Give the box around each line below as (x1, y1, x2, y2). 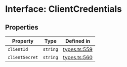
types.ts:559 (63, 46, 93, 53)
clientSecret (7, 55, 39, 60)
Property (12, 38, 34, 44)
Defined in (65, 38, 90, 44)
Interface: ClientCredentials (5, 3, 122, 15)
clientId (7, 47, 28, 52)
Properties (5, 23, 39, 32)
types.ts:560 (63, 54, 93, 61)
